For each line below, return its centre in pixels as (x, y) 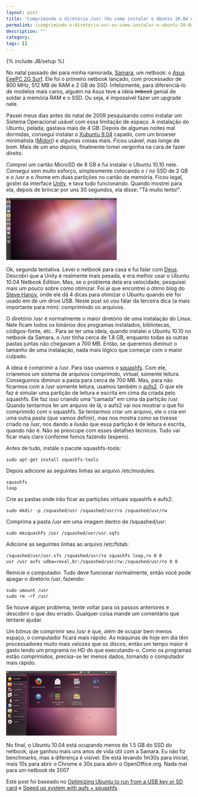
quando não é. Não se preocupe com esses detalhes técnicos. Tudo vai (93, 430)
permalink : (19, 25)
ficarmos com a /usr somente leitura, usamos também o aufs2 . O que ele (95, 386)
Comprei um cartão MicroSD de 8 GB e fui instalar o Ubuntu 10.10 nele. (92, 165)
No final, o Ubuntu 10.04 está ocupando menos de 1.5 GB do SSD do (89, 745)
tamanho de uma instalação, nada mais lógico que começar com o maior (94, 350)
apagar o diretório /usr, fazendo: (45, 579)
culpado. (17, 356)
